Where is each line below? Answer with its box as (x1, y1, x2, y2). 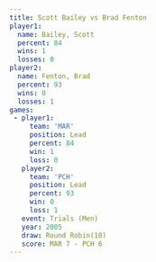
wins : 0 (17, 88, 47, 97)
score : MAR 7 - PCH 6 (21, 239, 103, 248)
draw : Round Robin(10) (21, 230, 106, 239)
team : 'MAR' (29, 122, 75, 131)
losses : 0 (17, 55, 54, 64)
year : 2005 (21, 222, 63, 231)
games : (9, 105, 34, 114)
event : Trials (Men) (21, 213, 99, 223)
